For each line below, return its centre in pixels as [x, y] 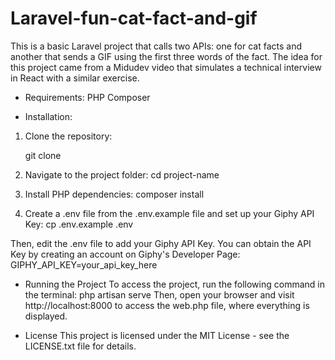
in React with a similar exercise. [75, 78]
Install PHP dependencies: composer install [114, 194]
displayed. [46, 316]
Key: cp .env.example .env [79, 224]
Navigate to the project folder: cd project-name [122, 174]
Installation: [48, 116]
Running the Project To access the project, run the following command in [174, 284]
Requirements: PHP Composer [87, 97]
